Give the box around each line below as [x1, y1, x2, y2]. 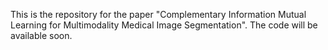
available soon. [10, 30, 73, 41]
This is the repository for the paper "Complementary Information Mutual [10, 9, 307, 20]
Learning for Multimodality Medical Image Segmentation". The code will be [10, 19, 318, 31]
